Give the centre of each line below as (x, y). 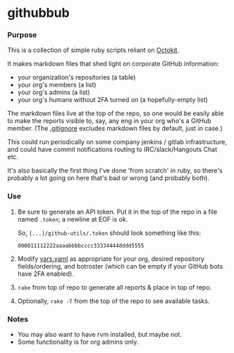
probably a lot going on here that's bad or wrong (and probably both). (109, 178)
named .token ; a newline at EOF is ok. (73, 219)
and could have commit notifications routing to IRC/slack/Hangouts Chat (112, 150)
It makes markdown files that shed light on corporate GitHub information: (113, 64)
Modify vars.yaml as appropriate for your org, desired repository (111, 259)
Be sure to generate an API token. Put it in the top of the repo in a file (117, 212)
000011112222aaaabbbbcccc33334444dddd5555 (81, 245)
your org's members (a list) (57, 85)
